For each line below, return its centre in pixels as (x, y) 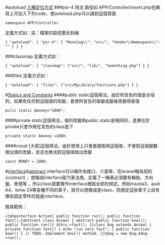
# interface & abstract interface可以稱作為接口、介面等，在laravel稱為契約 (79, 171)
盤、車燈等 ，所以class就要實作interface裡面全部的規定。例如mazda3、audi (82, 184)
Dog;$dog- (139, 234)
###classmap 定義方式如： (33, 56)
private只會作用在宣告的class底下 (39, 126)
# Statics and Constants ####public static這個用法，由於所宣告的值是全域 (80, 95)
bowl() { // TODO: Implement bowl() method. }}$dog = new (66, 234)
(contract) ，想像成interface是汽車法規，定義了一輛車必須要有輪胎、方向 (79, 177)
